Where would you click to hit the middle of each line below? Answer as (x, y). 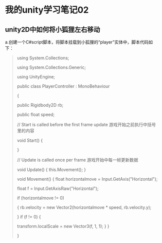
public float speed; (36, 114)
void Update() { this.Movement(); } (51, 169)
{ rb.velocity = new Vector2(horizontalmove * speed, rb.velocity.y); (84, 207)
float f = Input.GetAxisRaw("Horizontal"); (58, 188)
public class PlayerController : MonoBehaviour (63, 86)
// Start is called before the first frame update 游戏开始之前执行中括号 (86, 124)
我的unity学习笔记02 (47, 10)
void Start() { (30, 140)
